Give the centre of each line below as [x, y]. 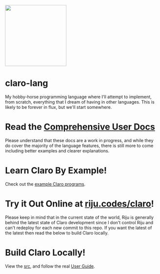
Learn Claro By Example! [56, 171]
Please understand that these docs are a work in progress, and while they [79, 140]
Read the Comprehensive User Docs [80, 127]
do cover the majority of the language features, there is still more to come [79, 146]
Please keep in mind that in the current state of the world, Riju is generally [80, 217]
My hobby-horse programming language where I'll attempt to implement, [78, 97]
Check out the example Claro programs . [45, 184]
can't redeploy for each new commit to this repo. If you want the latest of [79, 228]
